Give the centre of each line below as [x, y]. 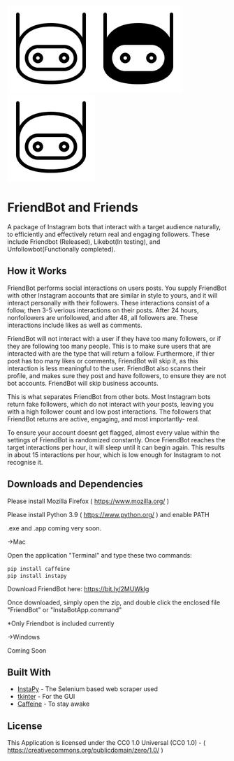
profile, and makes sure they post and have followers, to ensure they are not [117, 375]
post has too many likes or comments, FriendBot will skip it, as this [103, 361]
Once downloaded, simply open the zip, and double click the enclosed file [114, 602]
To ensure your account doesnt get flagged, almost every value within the [114, 433]
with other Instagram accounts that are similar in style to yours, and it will [112, 295]
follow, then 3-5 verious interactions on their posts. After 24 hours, [103, 310]
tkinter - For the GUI [46, 697]
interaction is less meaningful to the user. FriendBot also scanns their [107, 368]
